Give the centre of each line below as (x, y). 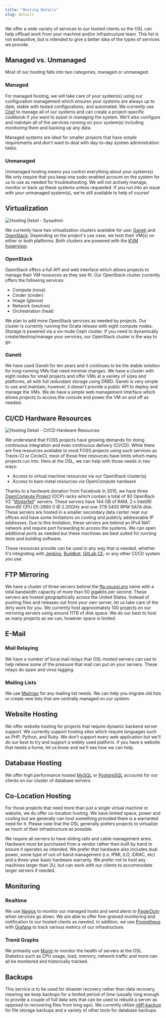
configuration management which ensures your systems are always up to (80, 101)
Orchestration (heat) (33, 311)
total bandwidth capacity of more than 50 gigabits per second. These (76, 592)
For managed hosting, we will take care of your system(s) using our (74, 96)
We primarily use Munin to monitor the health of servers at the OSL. (74, 951)
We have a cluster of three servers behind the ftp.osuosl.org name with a (80, 586)
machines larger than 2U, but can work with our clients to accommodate (79, 865)
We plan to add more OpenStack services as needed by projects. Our (76, 321)
